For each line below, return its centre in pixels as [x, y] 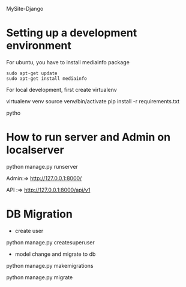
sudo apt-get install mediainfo [46, 78]
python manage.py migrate [40, 277]
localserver [35, 150]
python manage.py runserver [42, 166]
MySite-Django [25, 9]
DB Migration [40, 214]
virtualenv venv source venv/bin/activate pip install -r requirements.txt [93, 101]
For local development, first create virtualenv [61, 89]
